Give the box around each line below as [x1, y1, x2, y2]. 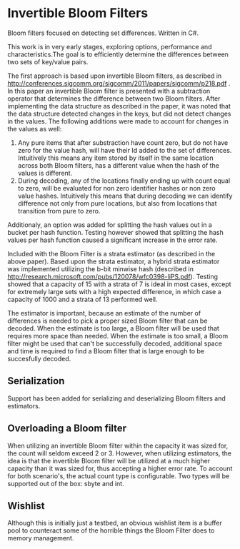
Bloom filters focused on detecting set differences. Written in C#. [7, 29, 199, 37]
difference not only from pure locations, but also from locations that [17, 198, 217, 208]
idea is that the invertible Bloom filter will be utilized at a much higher [7, 456, 211, 465]
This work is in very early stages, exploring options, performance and [7, 42, 212, 51]
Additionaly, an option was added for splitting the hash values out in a [7, 220, 212, 229]
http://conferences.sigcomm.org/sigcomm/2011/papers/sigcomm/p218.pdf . [7, 79, 231, 87]
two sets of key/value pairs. [7, 57, 89, 66]
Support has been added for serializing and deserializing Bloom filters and [7, 394, 226, 403]
